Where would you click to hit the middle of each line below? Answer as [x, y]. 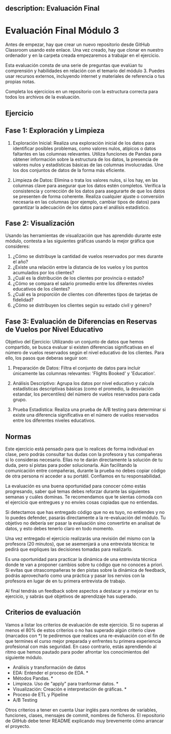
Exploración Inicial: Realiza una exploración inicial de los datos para [83, 143]
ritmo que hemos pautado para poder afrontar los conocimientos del [77, 652]
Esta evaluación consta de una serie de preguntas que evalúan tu [74, 66]
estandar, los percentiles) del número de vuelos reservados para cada [86, 394]
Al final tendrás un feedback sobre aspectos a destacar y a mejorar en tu [82, 591]
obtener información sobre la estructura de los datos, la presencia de [85, 159]
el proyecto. [18, 726]
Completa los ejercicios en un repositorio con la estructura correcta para [82, 92]
